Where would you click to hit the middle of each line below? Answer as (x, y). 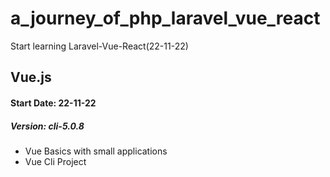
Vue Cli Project (55, 161)
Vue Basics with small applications (96, 151)
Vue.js (31, 77)
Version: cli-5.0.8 (47, 126)
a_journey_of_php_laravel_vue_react (165, 18)
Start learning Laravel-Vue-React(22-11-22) (99, 46)
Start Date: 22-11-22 (53, 103)
